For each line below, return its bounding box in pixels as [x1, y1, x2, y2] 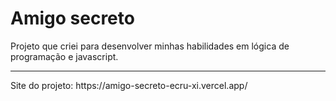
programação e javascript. [10, 50, 119, 62]
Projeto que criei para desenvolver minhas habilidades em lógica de [10, 40, 290, 52]
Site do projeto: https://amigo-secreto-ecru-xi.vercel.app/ [10, 79, 248, 91]
